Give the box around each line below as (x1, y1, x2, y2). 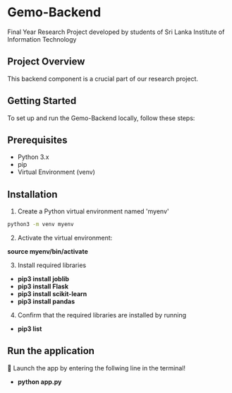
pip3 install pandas (17, 298, 75, 306)
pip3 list (17, 324, 42, 333)
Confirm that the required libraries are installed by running (17, 311, 187, 319)
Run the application (7, 345, 95, 357)
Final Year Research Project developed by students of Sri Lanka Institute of (7, 28, 225, 36)
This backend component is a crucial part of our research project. (7, 74, 199, 83)
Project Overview (7, 56, 85, 68)
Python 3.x (17, 153, 49, 161)
